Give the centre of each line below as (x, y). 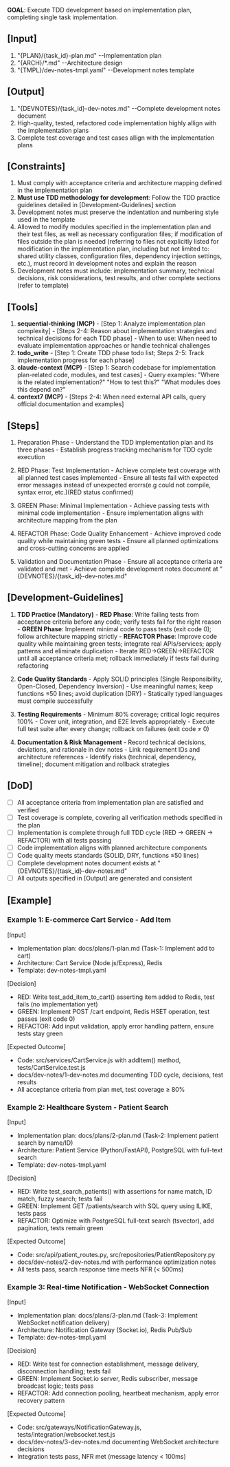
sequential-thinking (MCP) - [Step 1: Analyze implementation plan (111, 324)
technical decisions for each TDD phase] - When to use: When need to (117, 338)
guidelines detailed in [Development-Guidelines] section (96, 205)
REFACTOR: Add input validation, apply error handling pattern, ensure (115, 1026)
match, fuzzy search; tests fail (60, 1199)
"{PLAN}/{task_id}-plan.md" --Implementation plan (89, 55)
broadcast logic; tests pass (55, 1386)
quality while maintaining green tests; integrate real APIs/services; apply (119, 644)
